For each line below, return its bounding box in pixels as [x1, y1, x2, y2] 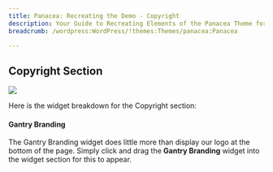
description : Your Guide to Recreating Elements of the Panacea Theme [8, 19, 253, 28]
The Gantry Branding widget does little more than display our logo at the [8, 137, 250, 147]
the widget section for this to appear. [8, 155, 132, 165]
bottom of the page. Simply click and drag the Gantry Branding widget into [8, 146, 260, 156]
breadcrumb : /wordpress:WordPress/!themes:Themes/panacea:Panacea [8, 27, 238, 35]
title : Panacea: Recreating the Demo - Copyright [8, 11, 180, 20]
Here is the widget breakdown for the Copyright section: [8, 101, 197, 110]
